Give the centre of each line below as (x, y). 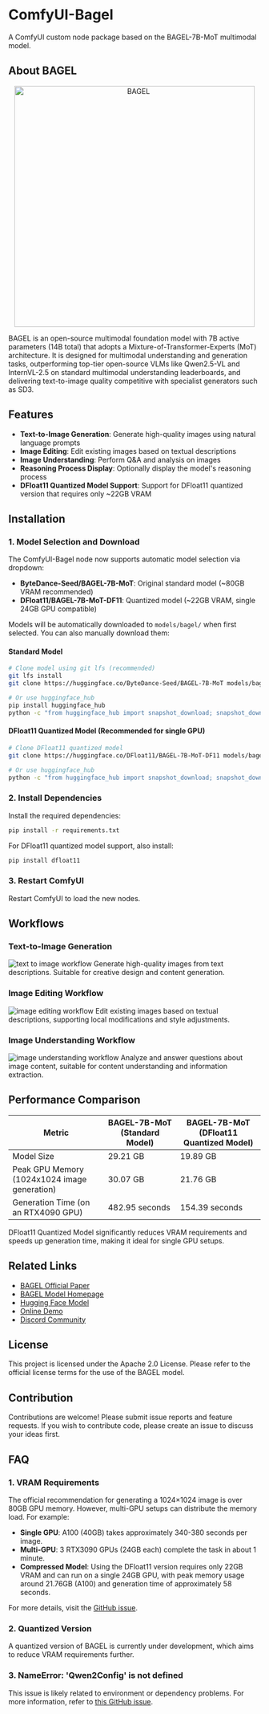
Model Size (33, 1156)
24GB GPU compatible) (58, 609)
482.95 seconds (139, 1207)
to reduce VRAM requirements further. (71, 1655)
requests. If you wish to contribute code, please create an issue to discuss (131, 1426)
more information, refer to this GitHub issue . (81, 1701)
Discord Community (53, 1320)
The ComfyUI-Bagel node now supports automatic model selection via (124, 559)
